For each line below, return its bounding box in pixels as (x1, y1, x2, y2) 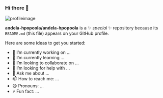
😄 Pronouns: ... (12, 83, 44, 89)
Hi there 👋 (5, 4, 29, 11)
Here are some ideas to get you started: (5, 40, 86, 46)
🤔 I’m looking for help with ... (12, 65, 70, 71)
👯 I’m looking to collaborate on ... (12, 60, 79, 66)
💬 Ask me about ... (12, 71, 50, 76)
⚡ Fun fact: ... (12, 88, 39, 95)
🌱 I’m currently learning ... (12, 55, 65, 61)
